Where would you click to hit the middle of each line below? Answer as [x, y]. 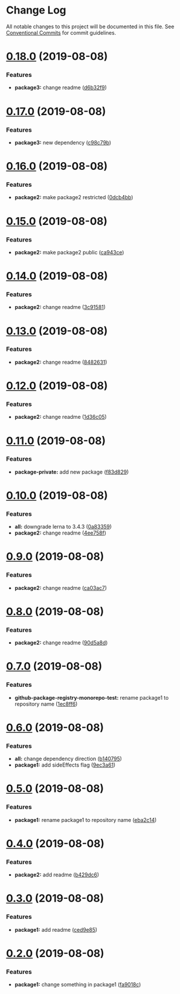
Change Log [36, 10]
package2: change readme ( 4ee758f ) [60, 533]
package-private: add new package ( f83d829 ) [72, 472]
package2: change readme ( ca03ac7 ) [61, 587]
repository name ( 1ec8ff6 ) [46, 704]
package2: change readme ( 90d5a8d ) [61, 643]
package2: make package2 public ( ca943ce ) [69, 252]
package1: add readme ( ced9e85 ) [56, 929]
